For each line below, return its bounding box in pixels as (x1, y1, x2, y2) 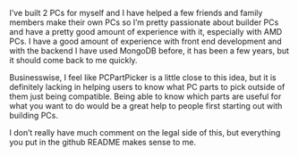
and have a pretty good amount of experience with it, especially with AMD (9, 27, 283, 37)
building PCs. (9, 111, 58, 120)
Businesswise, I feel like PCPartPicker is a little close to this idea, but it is (9, 72, 277, 83)
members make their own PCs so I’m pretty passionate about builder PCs (9, 17, 279, 28)
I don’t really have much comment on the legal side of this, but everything (9, 127, 281, 137)
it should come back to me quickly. (9, 55, 138, 65)
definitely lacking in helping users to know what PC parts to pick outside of (9, 82, 285, 92)
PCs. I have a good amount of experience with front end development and (9, 36, 282, 46)
